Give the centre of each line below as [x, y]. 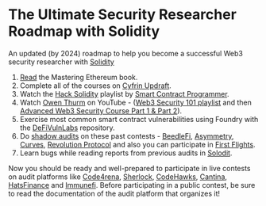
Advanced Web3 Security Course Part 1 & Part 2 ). [101, 111]
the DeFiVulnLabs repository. [67, 128]
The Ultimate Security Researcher [122, 15]
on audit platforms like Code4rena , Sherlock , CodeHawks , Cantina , [118, 177]
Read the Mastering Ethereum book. [79, 77]
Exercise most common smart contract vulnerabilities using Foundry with [139, 119]
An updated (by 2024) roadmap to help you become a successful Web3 [126, 53]
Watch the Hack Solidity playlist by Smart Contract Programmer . [124, 93]
